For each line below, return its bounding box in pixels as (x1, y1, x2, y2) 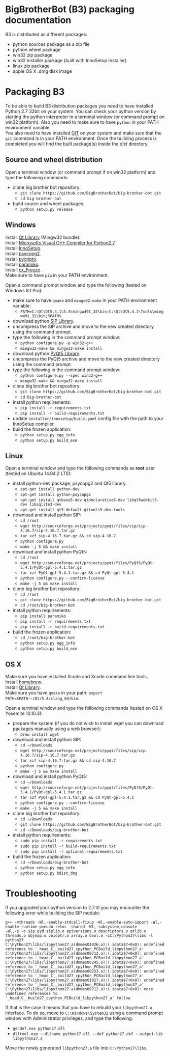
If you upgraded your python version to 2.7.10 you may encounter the (5, 905, 150, 911)
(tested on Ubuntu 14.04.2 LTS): (5, 470, 72, 477)
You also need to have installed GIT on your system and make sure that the (5, 130, 162, 136)
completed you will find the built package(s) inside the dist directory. (5, 141, 149, 147)
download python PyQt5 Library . (12, 350, 81, 356)
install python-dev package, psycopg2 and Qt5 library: (12, 480, 127, 487)
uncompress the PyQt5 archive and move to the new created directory (12, 355, 160, 362)
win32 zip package (12, 52, 53, 58)
